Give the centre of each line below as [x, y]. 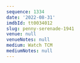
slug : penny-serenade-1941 [40, 28]
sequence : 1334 [25, 12]
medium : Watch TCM [29, 46]
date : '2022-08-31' [31, 17]
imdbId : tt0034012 [29, 23]
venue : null [21, 34]
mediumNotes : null [29, 51]
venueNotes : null [28, 40]
